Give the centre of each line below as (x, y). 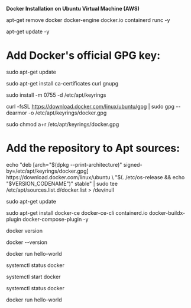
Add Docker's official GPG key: (83, 55)
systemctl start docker (33, 277)
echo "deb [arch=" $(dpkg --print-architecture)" (64, 164)
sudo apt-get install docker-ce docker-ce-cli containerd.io (77, 212)
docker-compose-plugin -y (56, 219)
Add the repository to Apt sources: (93, 148)
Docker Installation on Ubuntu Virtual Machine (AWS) (73, 9)
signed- (133, 164)
